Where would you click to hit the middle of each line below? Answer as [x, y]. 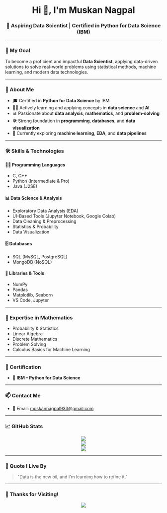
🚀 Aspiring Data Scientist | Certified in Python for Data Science [83, 26]
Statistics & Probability [35, 227]
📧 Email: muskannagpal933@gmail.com [53, 408]
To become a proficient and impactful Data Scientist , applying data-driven [82, 61]
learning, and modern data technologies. [47, 72]
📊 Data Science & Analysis [34, 198]
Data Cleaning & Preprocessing [44, 221]
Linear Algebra [28, 334]
